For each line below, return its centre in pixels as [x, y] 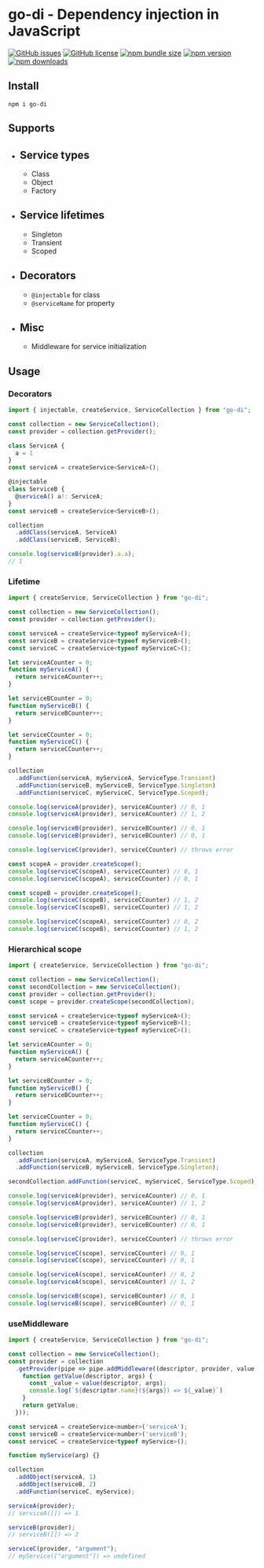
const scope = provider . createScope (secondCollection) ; [101, 1001]
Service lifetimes [62, 215]
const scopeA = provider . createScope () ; [75, 864]
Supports [31, 129]
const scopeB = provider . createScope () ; [75, 893]
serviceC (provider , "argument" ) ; [63, 1549]
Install [24, 86]
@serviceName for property [73, 303]
